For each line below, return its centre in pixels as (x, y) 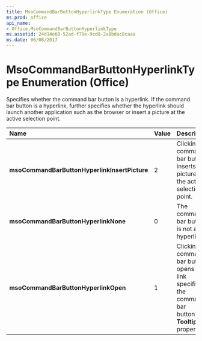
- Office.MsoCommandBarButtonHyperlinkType (62, 29)
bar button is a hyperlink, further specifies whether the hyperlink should (95, 106)
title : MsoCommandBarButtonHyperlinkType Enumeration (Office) (87, 12)
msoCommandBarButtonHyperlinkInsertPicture (79, 170)
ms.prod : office (26, 18)
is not (184, 229)
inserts (186, 166)
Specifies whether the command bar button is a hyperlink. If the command (98, 99)
